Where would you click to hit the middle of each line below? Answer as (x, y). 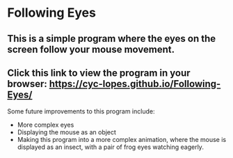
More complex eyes (46, 125)
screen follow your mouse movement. (91, 49)
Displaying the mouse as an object (67, 132)
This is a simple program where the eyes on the (112, 39)
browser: (27, 84)
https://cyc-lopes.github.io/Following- (135, 84)
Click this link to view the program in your (99, 73)
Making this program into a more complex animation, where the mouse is (122, 140)
